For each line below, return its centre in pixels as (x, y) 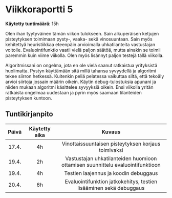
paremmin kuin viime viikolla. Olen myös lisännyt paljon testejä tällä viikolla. (84, 55)
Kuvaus (111, 132)
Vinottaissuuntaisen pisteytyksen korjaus (111, 144)
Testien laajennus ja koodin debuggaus (111, 173)
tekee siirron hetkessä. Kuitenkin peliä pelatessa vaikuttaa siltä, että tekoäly (85, 76)
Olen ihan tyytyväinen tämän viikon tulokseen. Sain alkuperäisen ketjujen (82, 33)
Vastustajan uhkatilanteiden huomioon (111, 159)
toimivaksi (111, 150)
